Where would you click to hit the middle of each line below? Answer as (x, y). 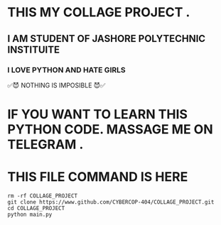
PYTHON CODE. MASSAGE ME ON (110, 130)
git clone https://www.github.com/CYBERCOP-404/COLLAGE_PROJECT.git (111, 202)
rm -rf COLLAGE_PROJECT (43, 196)
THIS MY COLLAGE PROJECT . (99, 12)
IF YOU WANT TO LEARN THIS (98, 115)
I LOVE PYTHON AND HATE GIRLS (66, 70)
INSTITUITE (34, 49)
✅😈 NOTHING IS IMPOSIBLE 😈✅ (56, 85)
